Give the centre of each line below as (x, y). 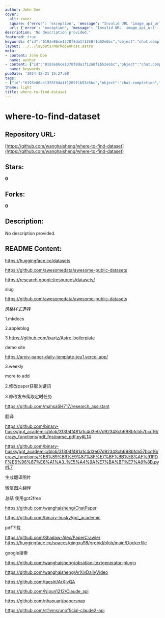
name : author (23, 60)
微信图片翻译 (18, 488)
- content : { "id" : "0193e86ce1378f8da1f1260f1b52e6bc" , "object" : (72, 64)
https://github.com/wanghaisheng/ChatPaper (51, 508)
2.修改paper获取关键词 (28, 386)
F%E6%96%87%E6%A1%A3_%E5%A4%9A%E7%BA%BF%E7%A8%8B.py (82, 462)
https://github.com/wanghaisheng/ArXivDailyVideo (56, 572)
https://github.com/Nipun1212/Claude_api (47, 591)
